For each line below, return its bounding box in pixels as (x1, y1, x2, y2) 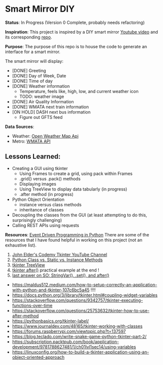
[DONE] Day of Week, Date (12, 73, 67, 78)
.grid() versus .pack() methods (19, 175, 81, 181)
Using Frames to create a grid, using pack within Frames (19, 171, 133, 176)
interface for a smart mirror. (5, 49, 61, 55)
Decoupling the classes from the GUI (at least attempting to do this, (12, 212, 147, 218)
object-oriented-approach (12, 354, 65, 360)
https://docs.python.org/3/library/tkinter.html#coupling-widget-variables (12, 292, 158, 298)
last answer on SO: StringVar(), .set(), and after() (12, 272, 109, 278)
